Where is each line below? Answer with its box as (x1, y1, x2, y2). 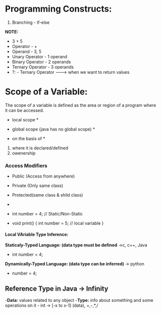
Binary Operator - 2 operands (12, 59, 71, 65)
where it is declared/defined (12, 145, 69, 151)
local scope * (12, 116, 39, 122)
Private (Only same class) (12, 183, 63, 189)
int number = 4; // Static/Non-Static (12, 211, 83, 217)
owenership (12, 150, 36, 156)
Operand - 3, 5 (12, 49, 42, 54)
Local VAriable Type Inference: (5, 231, 69, 237)
